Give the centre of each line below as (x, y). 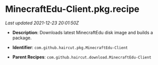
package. (22, 38)
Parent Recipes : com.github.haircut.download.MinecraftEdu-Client (82, 57)
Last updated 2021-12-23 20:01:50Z (42, 23)
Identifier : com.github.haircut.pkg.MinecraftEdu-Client (70, 47)
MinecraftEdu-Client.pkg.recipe (72, 9)
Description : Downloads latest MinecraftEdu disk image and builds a (82, 32)
